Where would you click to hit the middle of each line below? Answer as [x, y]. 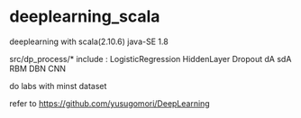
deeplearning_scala [85, 17]
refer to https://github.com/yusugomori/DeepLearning [109, 103]
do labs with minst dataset [58, 86]
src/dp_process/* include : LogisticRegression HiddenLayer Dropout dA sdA [150, 59]
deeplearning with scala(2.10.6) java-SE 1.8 [89, 41]
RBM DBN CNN [37, 68]
